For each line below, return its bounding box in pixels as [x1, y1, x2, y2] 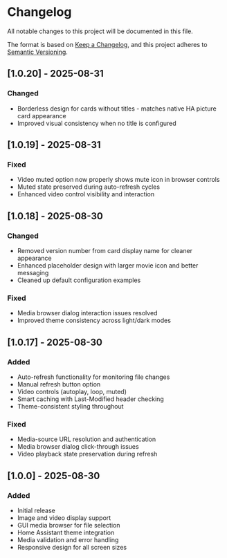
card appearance [17, 111, 67, 120]
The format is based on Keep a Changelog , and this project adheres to [7, 40, 208, 48]
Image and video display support [17, 513, 111, 522]
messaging [17, 269, 49, 277]
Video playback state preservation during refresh [17, 450, 158, 458]
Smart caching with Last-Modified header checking [17, 395, 164, 403]
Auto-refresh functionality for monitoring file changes [17, 373, 170, 381]
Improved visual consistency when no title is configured [17, 119, 176, 127]
